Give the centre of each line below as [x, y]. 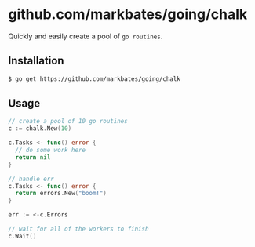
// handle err [31, 179]
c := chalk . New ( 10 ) [40, 129]
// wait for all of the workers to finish [78, 229]
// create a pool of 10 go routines [68, 122]
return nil [33, 157]
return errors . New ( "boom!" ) [61, 194]
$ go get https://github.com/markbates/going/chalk [94, 79]
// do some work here [51, 151]
